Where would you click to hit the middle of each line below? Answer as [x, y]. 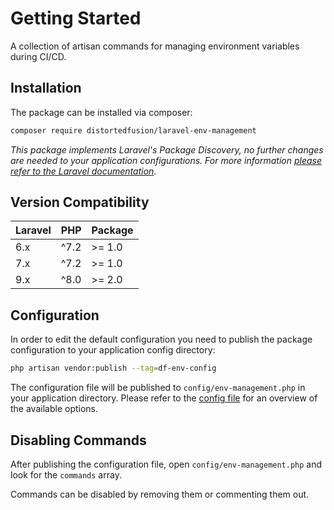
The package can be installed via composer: [101, 112]
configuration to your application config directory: [113, 350]
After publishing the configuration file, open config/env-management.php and [166, 464]
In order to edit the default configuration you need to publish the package [161, 339]
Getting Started [76, 18]
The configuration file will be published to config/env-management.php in [158, 388]
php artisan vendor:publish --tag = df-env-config [113, 368]
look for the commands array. [66, 474]
